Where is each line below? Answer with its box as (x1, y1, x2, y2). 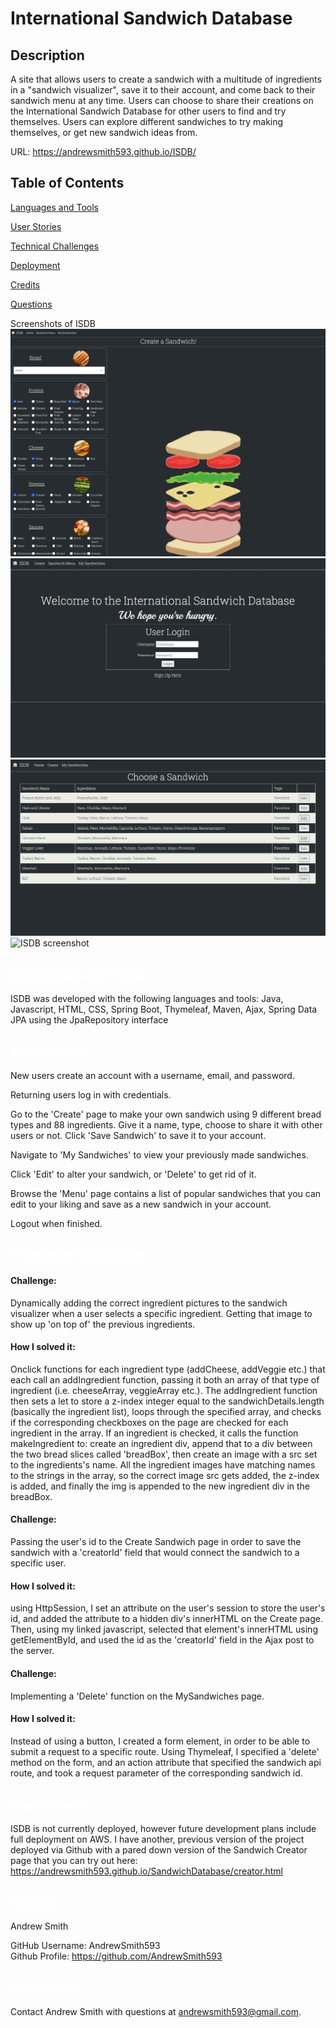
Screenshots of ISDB (10, 317, 96, 329)
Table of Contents (10, 175, 125, 192)
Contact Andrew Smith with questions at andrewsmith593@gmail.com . (10, 2006, 302, 2018)
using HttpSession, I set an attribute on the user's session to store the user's (10, 1602, 326, 1614)
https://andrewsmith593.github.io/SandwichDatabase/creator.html (10, 1865, 283, 1877)
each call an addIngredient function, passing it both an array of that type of (10, 1373, 320, 1386)
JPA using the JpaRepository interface (10, 1014, 169, 1026)
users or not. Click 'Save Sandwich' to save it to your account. (10, 1130, 267, 1142)
